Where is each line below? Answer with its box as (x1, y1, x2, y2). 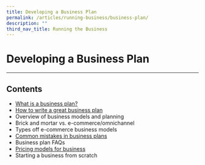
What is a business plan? (15, 100, 78, 107)
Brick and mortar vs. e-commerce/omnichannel (15, 119, 135, 127)
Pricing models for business (15, 146, 86, 152)
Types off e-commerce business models (15, 126, 117, 133)
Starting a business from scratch (15, 152, 98, 159)
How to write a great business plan (15, 107, 103, 113)
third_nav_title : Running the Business (6, 26, 108, 32)
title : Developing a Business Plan (6, 9, 97, 15)
